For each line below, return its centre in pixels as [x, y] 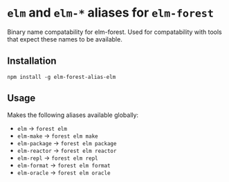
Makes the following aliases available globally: [73, 115]
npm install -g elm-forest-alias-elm [62, 77]
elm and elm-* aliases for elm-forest [111, 13]
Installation [32, 61]
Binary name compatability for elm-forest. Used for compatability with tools [115, 32]
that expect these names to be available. [65, 39]
